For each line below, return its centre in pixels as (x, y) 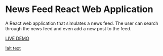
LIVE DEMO (17, 38)
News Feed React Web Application (79, 9)
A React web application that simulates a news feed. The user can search (82, 23)
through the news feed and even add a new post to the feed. (68, 28)
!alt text (13, 48)
